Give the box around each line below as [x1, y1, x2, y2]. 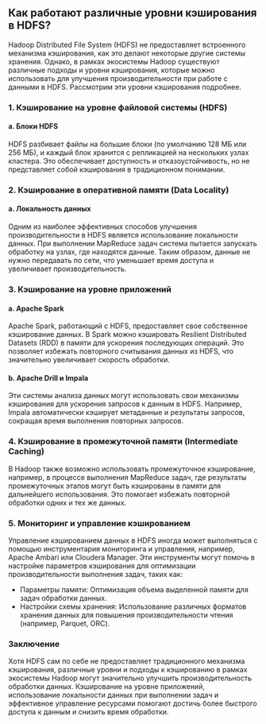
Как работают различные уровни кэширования [8, 6, 257, 20]
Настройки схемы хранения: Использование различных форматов [19, 602, 247, 611]
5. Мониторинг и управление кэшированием [8, 517, 191, 528]
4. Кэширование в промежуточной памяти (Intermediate [8, 436, 238, 447]
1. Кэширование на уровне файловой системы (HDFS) [8, 102, 228, 113]
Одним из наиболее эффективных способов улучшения [8, 222, 197, 231]
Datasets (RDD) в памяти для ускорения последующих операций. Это [8, 338, 245, 348]
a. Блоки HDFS [8, 122, 58, 131]
